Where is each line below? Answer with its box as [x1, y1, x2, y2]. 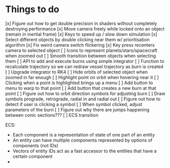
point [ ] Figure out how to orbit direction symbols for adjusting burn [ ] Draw [5, 90, 165, 96]
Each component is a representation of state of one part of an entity [12, 131, 155, 138]
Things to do [5, 4, 59, 15]
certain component [12, 153, 53, 159]
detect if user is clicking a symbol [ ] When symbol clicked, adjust [5, 101, 143, 107]
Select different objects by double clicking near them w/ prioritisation [5, 37, 150, 43]
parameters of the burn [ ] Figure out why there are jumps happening [5, 107, 150, 113]
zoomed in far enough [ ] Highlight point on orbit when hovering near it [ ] [5, 74, 159, 80]
